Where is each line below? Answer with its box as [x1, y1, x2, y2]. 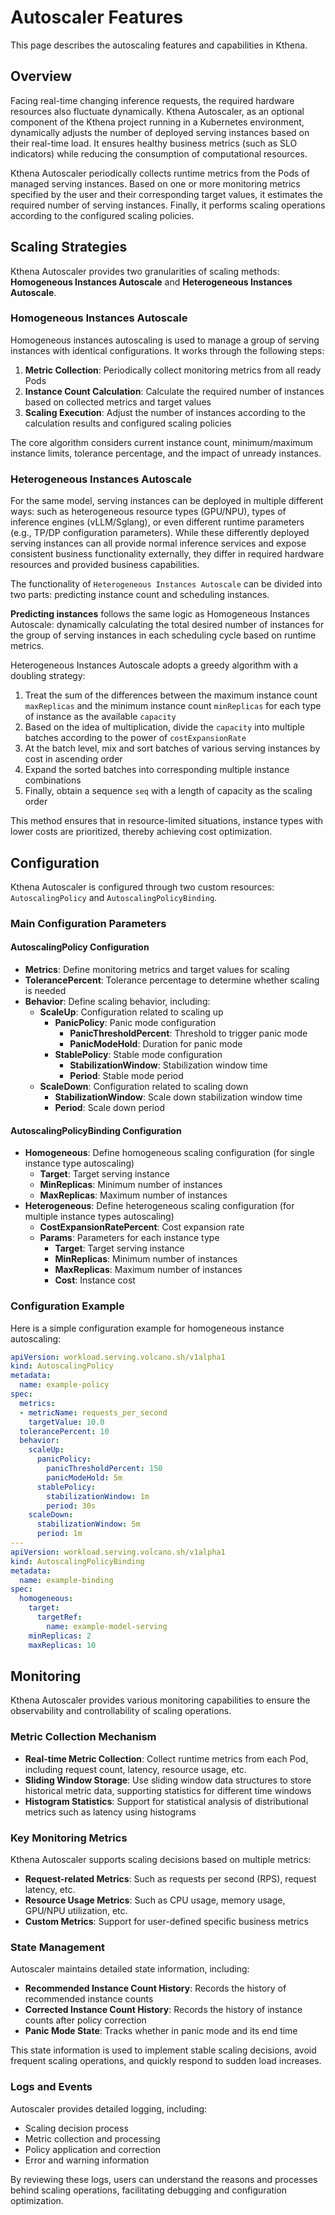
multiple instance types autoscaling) [24, 1211, 175, 1223]
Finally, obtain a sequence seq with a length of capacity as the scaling [24, 785, 313, 797]
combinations [24, 774, 82, 786]
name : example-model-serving [46, 1621, 168, 1631]
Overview [10, 68, 73, 85]
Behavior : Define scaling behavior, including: [24, 996, 211, 1008]
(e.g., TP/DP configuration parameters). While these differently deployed [10, 527, 310, 539]
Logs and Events [10, 2080, 93, 2094]
